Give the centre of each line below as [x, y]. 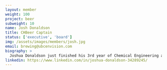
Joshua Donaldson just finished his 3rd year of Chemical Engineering [84, 55]
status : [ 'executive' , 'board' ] [39, 37]
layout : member [21, 10]
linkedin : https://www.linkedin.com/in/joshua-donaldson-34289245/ [77, 60]
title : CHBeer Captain [29, 33]
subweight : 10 [20, 23]
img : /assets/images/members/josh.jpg [45, 42]
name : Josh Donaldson [28, 28]
